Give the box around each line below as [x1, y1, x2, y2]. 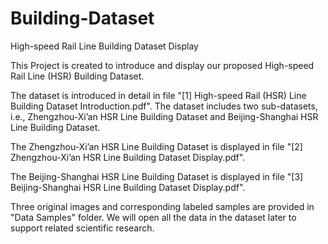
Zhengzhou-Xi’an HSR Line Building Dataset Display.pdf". [10, 151, 246, 163]
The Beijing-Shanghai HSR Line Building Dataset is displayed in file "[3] [10, 170, 304, 182]
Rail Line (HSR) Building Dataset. [10, 70, 145, 82]
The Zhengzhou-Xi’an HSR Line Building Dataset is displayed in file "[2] [10, 140, 303, 152]
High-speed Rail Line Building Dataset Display [10, 40, 199, 52]
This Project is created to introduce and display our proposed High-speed [10, 59, 315, 71]
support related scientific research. [10, 222, 155, 234]
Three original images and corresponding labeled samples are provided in [10, 200, 315, 212]
